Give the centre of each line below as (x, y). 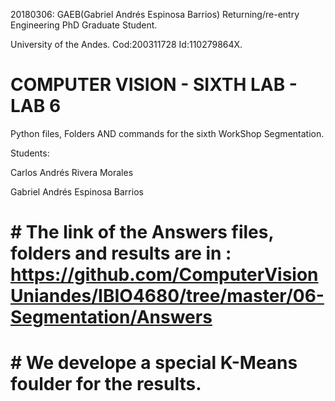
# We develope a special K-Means (154, 363)
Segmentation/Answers (111, 317)
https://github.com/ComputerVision (164, 275)
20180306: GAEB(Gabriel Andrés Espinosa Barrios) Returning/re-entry (155, 14)
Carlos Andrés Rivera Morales (72, 172)
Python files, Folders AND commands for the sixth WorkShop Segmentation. (167, 133)
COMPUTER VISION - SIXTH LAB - (154, 85)
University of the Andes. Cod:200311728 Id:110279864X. (126, 44)
